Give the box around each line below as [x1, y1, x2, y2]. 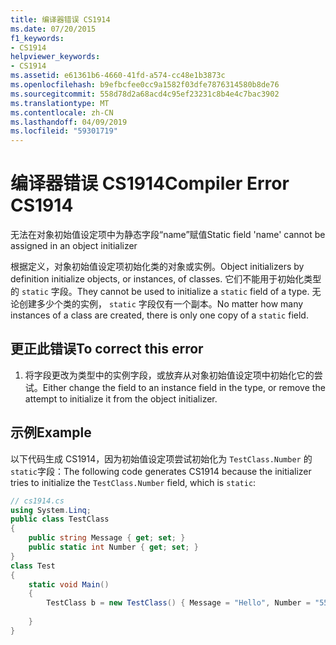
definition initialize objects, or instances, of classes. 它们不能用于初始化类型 [10, 273, 322, 285]
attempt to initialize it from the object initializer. [24, 392, 218, 405]
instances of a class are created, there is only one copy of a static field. [10, 309, 309, 321]
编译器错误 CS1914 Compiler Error [10, 172, 290, 195]
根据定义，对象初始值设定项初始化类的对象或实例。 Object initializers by [10, 261, 305, 273]
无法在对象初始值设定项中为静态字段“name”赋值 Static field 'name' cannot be [10, 229, 326, 241]
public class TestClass [10, 514, 110, 525]
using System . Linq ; [10, 505, 92, 515]
